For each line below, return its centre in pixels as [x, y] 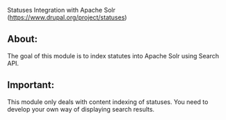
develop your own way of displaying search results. [81, 109]
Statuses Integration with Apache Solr [62, 10]
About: [23, 39]
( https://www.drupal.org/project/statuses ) [67, 17]
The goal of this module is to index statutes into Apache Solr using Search [113, 55]
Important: [31, 85]
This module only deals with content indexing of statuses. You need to [108, 102]
